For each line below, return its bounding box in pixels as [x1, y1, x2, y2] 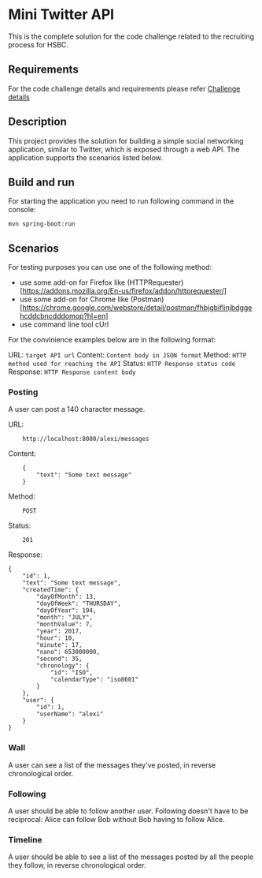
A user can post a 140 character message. [8, 405, 146, 414]
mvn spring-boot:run [8, 220, 76, 228]
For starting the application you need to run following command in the [8, 196, 234, 206]
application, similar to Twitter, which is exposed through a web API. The [8, 144, 240, 154]
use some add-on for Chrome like [19, 294, 129, 304]
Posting [8, 387, 39, 398]
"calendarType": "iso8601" [50, 676, 139, 684]
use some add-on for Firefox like [19, 278, 126, 287]
